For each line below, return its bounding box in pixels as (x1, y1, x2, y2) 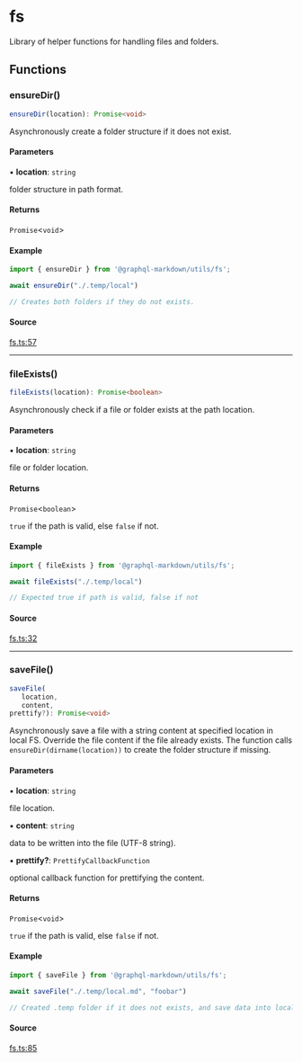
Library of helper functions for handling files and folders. (9, 36, 219, 47)
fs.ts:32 (9, 632, 38, 644)
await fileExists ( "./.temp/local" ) (9, 577, 143, 586)
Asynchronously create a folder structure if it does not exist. (9, 126, 232, 137)
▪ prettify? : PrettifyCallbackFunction (9, 854, 150, 865)
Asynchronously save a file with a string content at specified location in (9, 726, 274, 736)
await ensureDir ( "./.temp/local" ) (9, 281, 139, 290)
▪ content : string (9, 820, 75, 831)
